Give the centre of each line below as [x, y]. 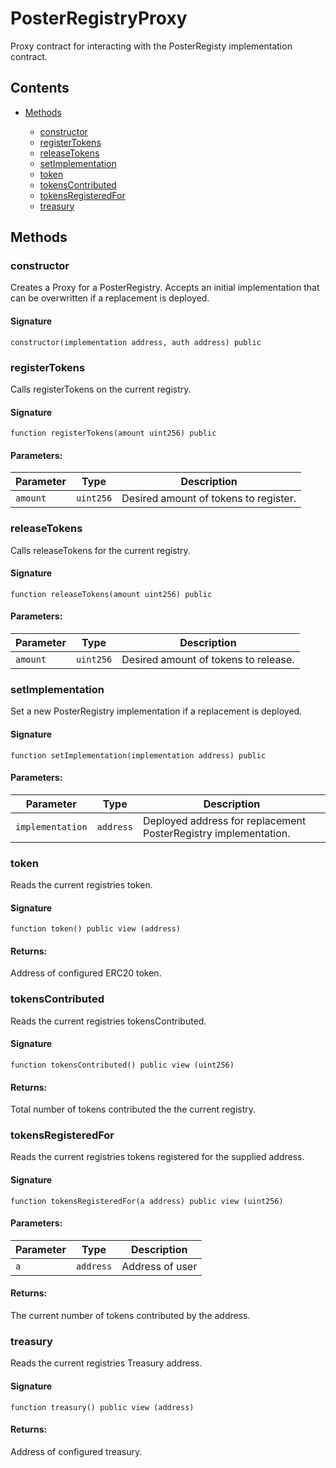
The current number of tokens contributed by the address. [130, 1316]
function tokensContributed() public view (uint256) [122, 1065]
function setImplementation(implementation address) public [138, 755]
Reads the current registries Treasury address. [106, 1363]
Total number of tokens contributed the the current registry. [133, 1109]
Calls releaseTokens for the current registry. [100, 550]
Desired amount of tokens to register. [209, 499]
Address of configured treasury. [76, 1451]
